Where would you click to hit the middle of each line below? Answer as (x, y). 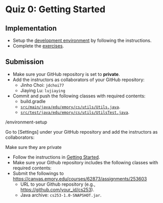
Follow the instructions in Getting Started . (56, 157)
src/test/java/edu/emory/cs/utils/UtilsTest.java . (75, 112)
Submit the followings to (38, 173)
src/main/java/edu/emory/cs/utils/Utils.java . (70, 107)
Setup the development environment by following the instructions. (82, 40)
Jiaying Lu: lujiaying (43, 90)
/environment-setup (26, 122)
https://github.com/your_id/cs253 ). (57, 189)
